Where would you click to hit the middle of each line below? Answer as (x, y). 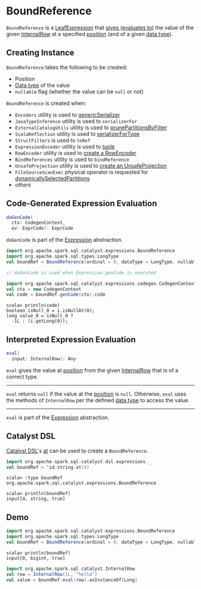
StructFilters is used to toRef (53, 140)
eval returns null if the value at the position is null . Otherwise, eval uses (96, 394)
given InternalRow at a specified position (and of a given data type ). (90, 34)
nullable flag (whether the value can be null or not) (79, 92)
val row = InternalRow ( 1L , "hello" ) (52, 574)
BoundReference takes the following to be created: (67, 67)
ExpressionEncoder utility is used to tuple (65, 146)
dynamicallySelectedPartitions (52, 178)
